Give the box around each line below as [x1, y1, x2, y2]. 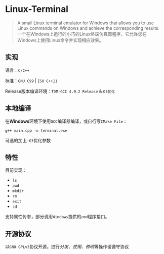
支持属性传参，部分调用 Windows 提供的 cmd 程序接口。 [5, 214, 110, 220]
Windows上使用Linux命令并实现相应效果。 [17, 37, 104, 43]
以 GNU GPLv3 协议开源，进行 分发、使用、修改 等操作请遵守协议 [5, 244, 129, 250]
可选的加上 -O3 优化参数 [5, 137, 51, 143]
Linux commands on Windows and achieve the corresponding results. [17, 25, 160, 31]
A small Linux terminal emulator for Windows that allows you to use [17, 20, 154, 26]
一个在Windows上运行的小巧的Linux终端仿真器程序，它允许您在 [17, 31, 147, 37]
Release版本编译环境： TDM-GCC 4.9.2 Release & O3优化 [5, 88, 115, 94]
